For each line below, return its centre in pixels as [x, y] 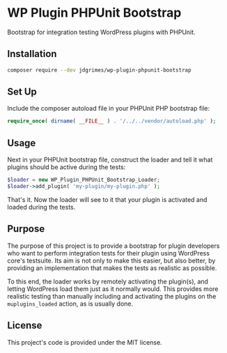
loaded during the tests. [41, 207]
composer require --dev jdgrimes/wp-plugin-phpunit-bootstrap [99, 70]
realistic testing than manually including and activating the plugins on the [112, 296]
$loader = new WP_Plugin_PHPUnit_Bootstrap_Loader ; [84, 180]
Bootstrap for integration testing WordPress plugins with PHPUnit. [102, 32]
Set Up [22, 92]
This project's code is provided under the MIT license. [85, 342]
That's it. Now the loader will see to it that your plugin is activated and [107, 199]
